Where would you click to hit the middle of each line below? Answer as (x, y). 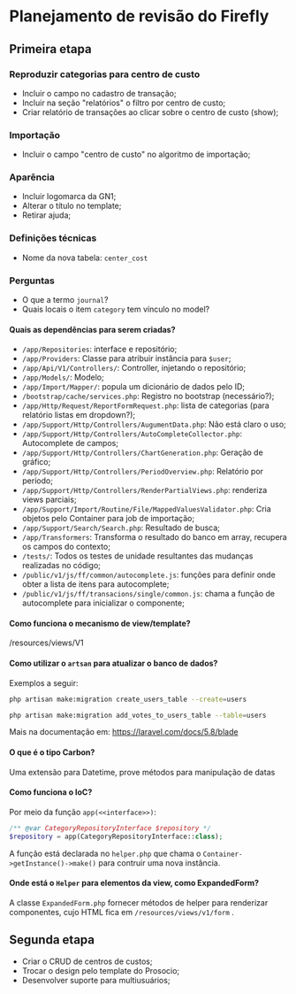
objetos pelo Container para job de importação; (108, 519)
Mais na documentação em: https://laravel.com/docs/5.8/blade (124, 732)
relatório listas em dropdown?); (79, 415)
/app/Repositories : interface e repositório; (99, 349)
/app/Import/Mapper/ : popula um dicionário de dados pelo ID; (133, 387)
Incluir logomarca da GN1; (69, 196)
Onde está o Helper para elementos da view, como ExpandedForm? (134, 883)
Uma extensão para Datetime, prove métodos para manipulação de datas (142, 772)
